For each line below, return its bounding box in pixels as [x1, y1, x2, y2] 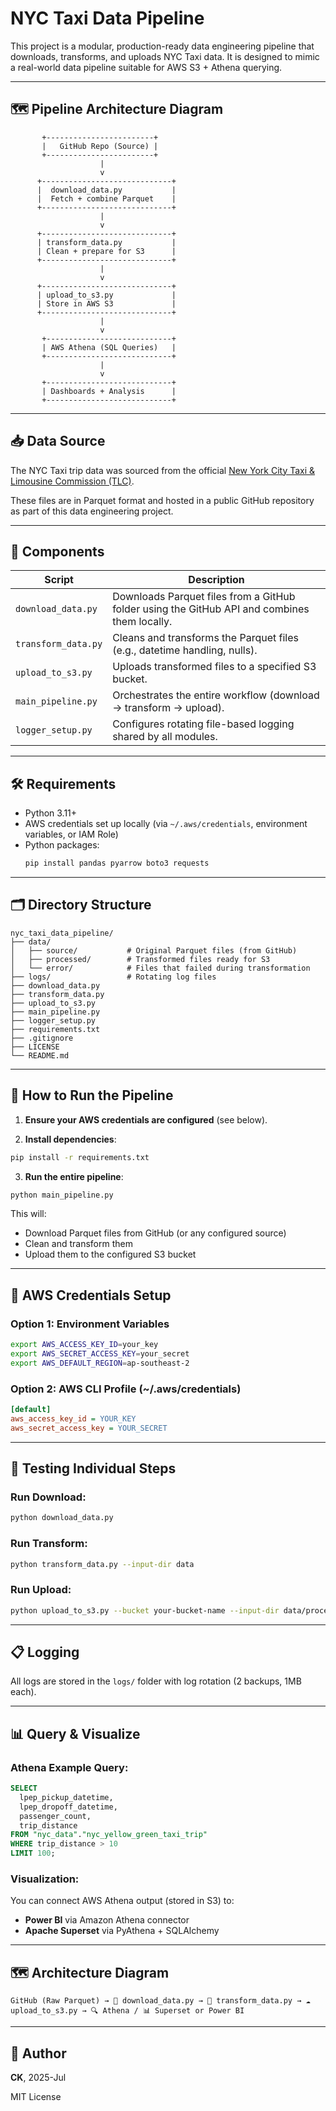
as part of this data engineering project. [10, 505, 174, 517]
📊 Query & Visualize [10, 1725, 141, 1742]
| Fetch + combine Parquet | [36, 193, 177, 204]
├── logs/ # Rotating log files [10, 972, 217, 982]
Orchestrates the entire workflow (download [112, 688, 320, 702]
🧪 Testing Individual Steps [10, 1460, 177, 1477]
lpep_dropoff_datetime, [19, 1802, 118, 1812]
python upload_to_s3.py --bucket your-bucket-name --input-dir [10, 1605, 280, 1616]
